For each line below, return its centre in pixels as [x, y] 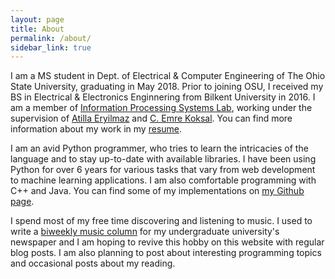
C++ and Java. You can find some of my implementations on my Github [157, 191]
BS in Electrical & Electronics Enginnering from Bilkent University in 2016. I [163, 97]
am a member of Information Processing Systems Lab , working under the [161, 108]
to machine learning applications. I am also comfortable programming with [163, 180]
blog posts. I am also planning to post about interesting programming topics [166, 253]
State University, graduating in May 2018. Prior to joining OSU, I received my [167, 87]
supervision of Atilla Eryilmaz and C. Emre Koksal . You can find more [151, 118]
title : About [37, 29]
